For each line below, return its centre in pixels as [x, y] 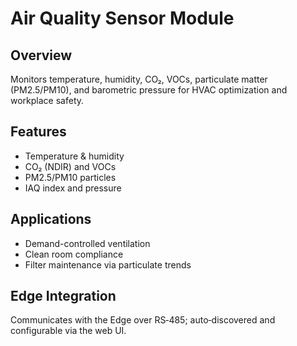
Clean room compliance [74, 254]
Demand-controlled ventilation [87, 243]
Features [38, 132]
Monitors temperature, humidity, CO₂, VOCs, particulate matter [139, 79]
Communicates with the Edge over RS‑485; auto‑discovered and [143, 320]
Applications [51, 219]
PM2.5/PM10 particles [70, 177]
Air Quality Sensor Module [122, 18]
